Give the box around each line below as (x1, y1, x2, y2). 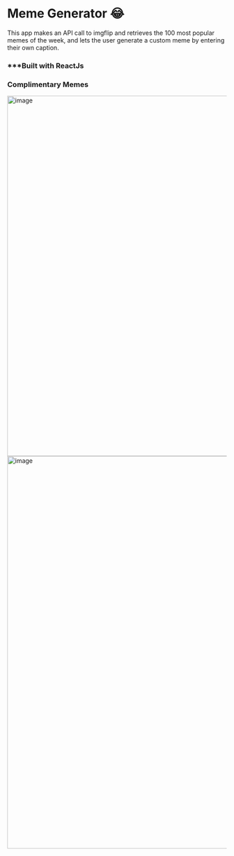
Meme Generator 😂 (7, 6, 125, 22)
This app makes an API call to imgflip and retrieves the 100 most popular (7, 29, 214, 37)
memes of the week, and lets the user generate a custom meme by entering (7, 36, 225, 44)
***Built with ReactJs (7, 61, 84, 70)
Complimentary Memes (7, 79, 89, 89)
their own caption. (7, 43, 59, 52)
